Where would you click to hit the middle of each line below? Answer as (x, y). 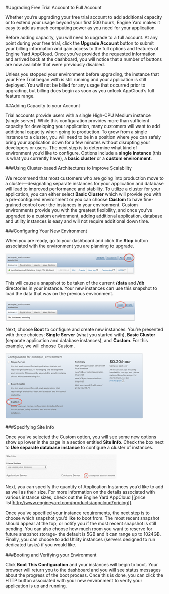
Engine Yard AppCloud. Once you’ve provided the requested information (80, 54)
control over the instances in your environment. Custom (80, 205)
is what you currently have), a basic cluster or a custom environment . (79, 158)
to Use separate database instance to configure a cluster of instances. (79, 448)
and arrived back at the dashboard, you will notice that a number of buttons (84, 59)
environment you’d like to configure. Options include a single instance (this (83, 153)
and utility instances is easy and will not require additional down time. (77, 221)
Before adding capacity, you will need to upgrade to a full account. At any (81, 38)
